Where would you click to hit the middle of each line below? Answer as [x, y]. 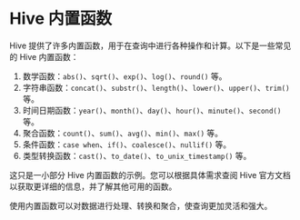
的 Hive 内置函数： [44, 56]
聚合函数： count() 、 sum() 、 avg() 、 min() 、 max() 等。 [123, 133]
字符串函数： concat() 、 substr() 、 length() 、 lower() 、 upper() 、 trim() [156, 87]
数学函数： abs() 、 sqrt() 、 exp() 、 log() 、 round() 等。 [125, 76]
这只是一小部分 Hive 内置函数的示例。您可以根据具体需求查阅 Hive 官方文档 [150, 175]
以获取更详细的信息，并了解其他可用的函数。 [93, 186]
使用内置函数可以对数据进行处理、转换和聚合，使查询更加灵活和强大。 [141, 205]
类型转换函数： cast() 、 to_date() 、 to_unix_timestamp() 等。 [137, 155]
